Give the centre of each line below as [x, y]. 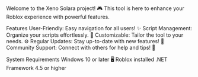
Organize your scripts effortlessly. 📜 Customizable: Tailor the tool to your [95, 35]
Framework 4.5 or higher [36, 68]
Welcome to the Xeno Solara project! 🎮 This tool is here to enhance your [95, 8]
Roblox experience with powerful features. [58, 17]
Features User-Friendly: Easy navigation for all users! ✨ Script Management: [99, 28]
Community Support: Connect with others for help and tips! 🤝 [81, 47]
